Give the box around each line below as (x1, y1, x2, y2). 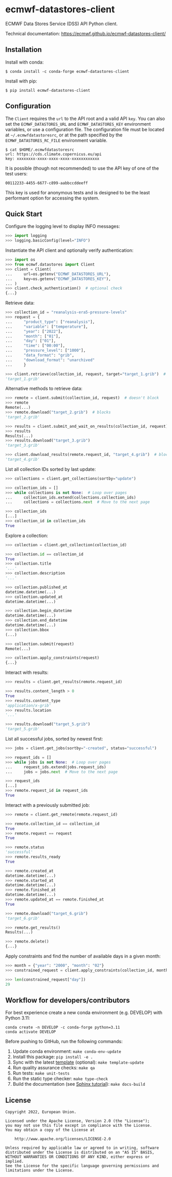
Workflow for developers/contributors (5, 996, 130, 1005)
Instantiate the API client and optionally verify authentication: (5, 247, 134, 253)
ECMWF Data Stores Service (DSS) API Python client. (5, 21, 118, 27)
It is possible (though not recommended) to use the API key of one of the (5, 165, 159, 171)
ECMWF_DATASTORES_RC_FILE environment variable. (5, 137, 107, 143)
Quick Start (5, 209, 42, 218)
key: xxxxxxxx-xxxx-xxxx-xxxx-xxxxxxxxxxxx (5, 156, 100, 161)
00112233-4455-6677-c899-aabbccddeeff (5, 181, 88, 186)
